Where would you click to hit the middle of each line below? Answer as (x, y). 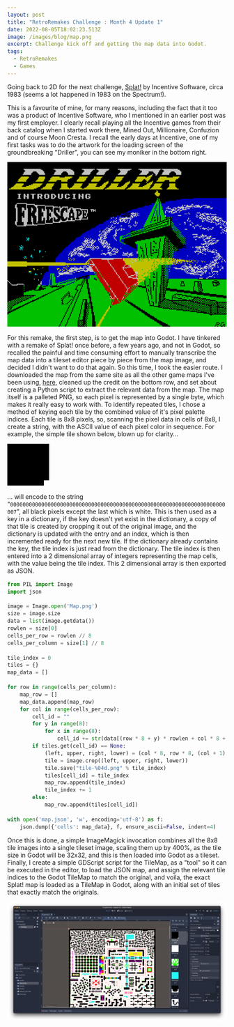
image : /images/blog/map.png (49, 37)
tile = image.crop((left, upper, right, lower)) (116, 760)
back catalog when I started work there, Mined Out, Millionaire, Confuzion (113, 130)
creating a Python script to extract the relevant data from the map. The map (116, 389)
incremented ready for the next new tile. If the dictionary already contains (112, 541)
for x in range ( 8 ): (72, 732)
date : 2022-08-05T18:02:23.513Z (54, 29)
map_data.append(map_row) (57, 702)
